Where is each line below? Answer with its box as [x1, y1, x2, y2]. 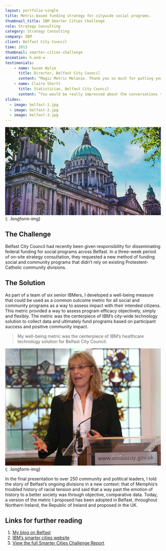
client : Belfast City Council [5, 40, 68, 45]
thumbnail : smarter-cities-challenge [5, 50, 83, 55]
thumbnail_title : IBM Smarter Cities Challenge [5, 18, 105, 23]
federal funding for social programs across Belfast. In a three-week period [5, 248, 157, 254]
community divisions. [23, 264, 67, 270]
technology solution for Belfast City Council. [17, 338, 107, 344]
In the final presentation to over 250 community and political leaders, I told [5, 476, 157, 482]
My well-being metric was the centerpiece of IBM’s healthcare [17, 333, 144, 339]
